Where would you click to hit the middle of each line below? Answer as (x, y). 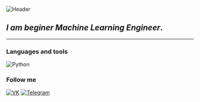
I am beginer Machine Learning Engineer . (85, 28)
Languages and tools (37, 52)
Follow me (21, 80)
